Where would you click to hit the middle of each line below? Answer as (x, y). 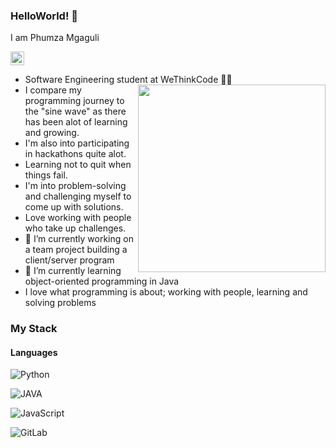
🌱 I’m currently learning (73, 271)
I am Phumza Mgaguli (55, 38)
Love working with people (78, 218)
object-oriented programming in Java (102, 281)
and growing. (52, 133)
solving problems (60, 303)
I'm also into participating (77, 143)
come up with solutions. (74, 207)
